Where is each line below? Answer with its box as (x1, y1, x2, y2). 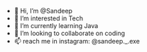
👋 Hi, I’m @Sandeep (13, 7, 73, 15)
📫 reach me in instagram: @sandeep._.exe (13, 37, 141, 45)
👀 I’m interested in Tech (13, 14, 84, 22)
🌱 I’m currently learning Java (13, 22, 99, 30)
